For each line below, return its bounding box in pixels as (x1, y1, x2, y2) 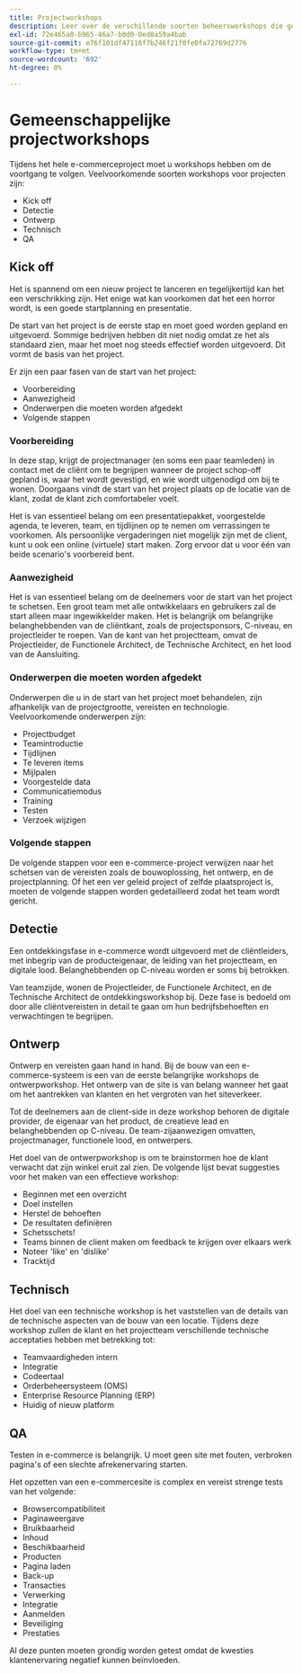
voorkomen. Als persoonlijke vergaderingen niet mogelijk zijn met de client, (9, 530, 288, 540)
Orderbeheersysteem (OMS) (22, 1381, 129, 1392)
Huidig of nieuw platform (22, 1400, 115, 1411)
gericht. (9, 895, 39, 906)
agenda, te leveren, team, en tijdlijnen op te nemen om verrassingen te (9, 520, 271, 530)
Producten (22, 1552, 61, 1563)
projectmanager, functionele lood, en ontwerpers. (9, 1135, 193, 1146)
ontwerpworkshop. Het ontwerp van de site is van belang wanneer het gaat (9, 1080, 289, 1091)
